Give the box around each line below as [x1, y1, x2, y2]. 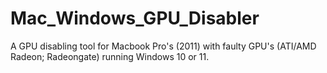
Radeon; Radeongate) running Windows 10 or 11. [10, 50, 210, 62]
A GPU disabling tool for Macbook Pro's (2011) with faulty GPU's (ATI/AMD [10, 40, 317, 52]
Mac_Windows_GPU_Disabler [10, 7, 260, 30]
